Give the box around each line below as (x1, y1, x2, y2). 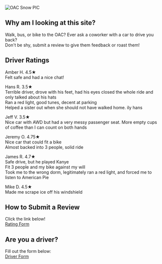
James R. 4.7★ (5, 154, 36, 160)
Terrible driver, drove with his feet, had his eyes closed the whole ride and (5, 89, 153, 95)
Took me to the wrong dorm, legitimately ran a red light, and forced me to (5, 169, 152, 175)
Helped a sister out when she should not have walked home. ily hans (5, 104, 143, 110)
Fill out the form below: (5, 248, 52, 254)
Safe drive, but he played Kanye (5, 159, 69, 164)
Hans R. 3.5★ (5, 83, 33, 90)
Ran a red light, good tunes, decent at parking (5, 99, 97, 105)
